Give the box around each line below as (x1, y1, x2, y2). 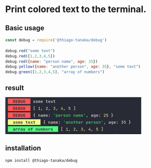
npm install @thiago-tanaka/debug (5, 158, 78, 163)
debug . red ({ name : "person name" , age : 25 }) (5, 59, 98, 64)
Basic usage (5, 24, 44, 32)
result (5, 83, 24, 92)
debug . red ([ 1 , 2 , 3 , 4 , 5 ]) (5, 53, 55, 59)
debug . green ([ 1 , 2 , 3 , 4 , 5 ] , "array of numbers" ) (5, 70, 105, 75)
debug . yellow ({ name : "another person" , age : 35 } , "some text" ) (5, 64, 141, 69)
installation (5, 144, 41, 152)
